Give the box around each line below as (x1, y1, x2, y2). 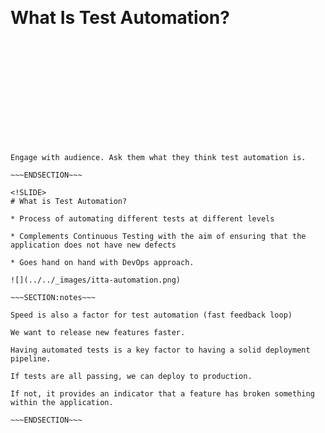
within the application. (10, 397, 114, 407)
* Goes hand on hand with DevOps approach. (10, 257, 195, 267)
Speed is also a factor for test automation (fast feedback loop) (10, 310, 293, 320)
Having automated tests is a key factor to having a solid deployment (10, 345, 311, 355)
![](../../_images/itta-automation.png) (10, 275, 182, 285)
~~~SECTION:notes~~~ (10, 292, 97, 302)
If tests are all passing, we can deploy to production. (10, 371, 253, 381)
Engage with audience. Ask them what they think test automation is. (10, 152, 307, 162)
